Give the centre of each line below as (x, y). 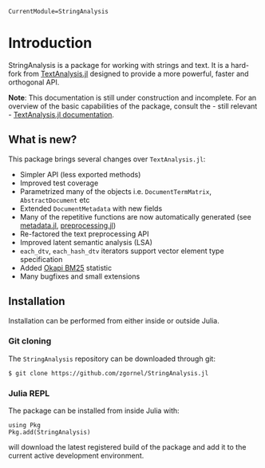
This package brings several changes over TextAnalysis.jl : (107, 159)
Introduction (50, 43)
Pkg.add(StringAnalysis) (49, 432)
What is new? (43, 140)
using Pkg (25, 426)
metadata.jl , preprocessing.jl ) (68, 225)
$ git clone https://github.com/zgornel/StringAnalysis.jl (109, 373)
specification (41, 259)
